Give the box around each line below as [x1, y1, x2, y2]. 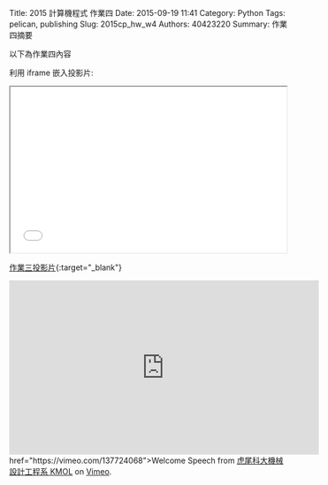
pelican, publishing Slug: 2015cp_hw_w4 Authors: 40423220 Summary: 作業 [9, 19, 288, 29]
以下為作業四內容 [9, 49, 72, 59]
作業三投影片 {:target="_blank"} [9, 262, 122, 273]
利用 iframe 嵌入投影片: [9, 67, 95, 78]
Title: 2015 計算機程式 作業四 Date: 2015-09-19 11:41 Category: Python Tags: [9, 8, 286, 18]
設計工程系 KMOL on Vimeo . [9, 466, 112, 476]
